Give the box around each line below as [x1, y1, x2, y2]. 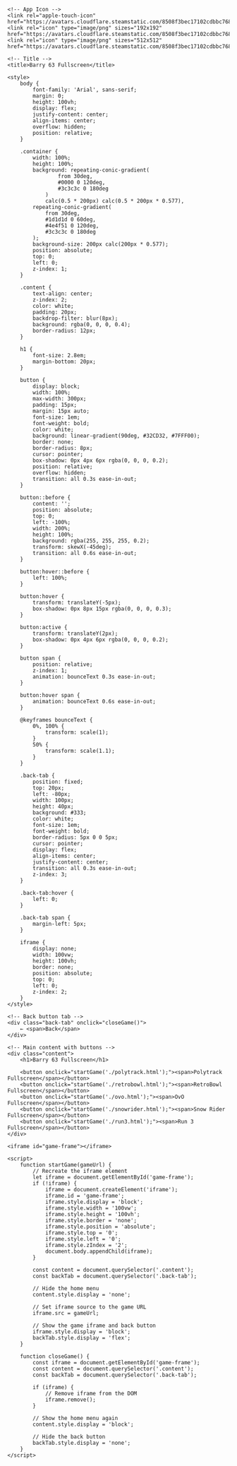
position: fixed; [32, 778, 83, 785]
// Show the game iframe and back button [32, 1322, 157, 1329]
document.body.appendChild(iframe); [44, 1248, 153, 1255]
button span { [20, 655, 61, 662]
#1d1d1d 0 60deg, [44, 216, 97, 223]
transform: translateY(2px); [32, 630, 119, 637]
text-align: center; [32, 290, 93, 297]
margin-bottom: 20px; [32, 358, 97, 365]
